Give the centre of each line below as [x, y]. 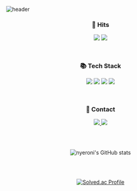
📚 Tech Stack [101, 66]
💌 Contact [101, 109]
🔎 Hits [101, 25]
